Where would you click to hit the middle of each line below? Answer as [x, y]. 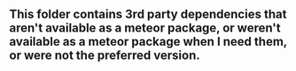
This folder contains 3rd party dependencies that [148, 14]
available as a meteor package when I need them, [148, 42]
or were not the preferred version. [105, 56]
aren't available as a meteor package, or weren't [145, 28]
